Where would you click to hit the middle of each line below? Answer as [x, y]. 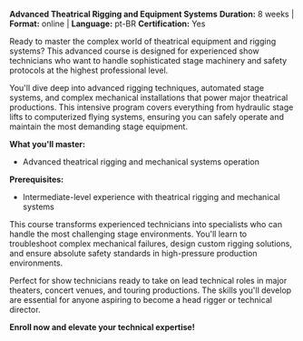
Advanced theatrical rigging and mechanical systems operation [141, 162]
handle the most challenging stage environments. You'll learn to [128, 234]
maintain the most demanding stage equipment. [99, 126]
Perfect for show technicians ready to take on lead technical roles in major [148, 281]
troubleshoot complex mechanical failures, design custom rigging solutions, [151, 244]
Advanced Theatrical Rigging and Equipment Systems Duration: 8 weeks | [152, 14]
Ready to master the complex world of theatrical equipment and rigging [143, 41]
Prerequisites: [37, 179]
